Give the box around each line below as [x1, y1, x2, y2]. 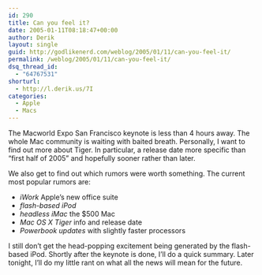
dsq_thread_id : [8, 63, 58, 71]
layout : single [8, 41, 58, 49]
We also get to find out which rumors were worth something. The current [8, 169, 245, 178]
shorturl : [8, 77, 41, 85]
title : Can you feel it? [8, 19, 90, 27]
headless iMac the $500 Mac [19, 210, 116, 218]
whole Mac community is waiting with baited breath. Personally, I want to [8, 137, 246, 146]
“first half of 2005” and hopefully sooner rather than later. [8, 154, 196, 162]
